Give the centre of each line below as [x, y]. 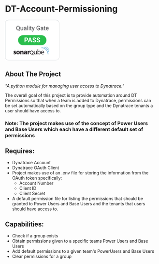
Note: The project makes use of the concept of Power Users [77, 123]
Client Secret [32, 194]
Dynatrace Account [31, 163]
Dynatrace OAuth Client [36, 168]
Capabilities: [25, 224]
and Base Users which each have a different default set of [74, 129]
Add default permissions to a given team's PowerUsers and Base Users [83, 251]
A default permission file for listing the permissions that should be [78, 199]
